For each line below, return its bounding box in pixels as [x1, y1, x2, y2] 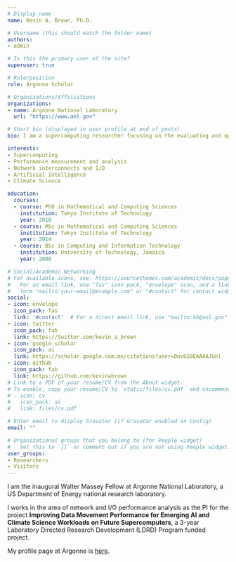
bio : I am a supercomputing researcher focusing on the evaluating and [7, 133, 221, 140]
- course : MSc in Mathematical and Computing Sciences [13, 222, 178, 230]
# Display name [7, 10, 52, 18]
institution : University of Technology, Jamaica [20, 249, 165, 256]
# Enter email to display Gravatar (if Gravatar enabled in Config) [7, 418, 212, 425]
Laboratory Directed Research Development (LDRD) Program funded [7, 526, 206, 534]
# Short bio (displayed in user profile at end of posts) [7, 126, 181, 133]
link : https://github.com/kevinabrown [13, 373, 128, 380]
